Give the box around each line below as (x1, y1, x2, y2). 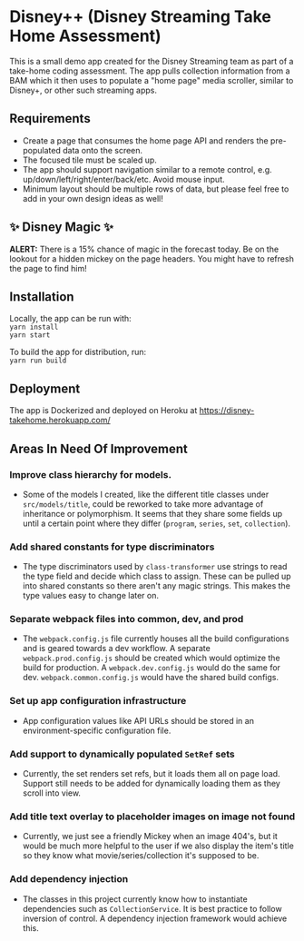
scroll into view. (22, 787, 82, 798)
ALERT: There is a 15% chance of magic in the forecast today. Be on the (9, 243, 279, 254)
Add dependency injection (9, 873, 129, 886)
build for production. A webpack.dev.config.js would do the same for (22, 662, 281, 673)
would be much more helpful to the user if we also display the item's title (22, 840, 295, 851)
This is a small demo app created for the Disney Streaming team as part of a (9, 55, 294, 66)
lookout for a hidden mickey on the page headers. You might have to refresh (9, 253, 295, 264)
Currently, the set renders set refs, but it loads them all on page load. (22, 768, 280, 779)
